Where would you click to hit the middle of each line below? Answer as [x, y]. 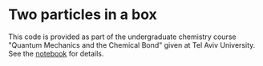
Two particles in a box [83, 15]
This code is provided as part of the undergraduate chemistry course [122, 37]
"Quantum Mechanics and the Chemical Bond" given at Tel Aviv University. [132, 45]
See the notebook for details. [56, 53]
